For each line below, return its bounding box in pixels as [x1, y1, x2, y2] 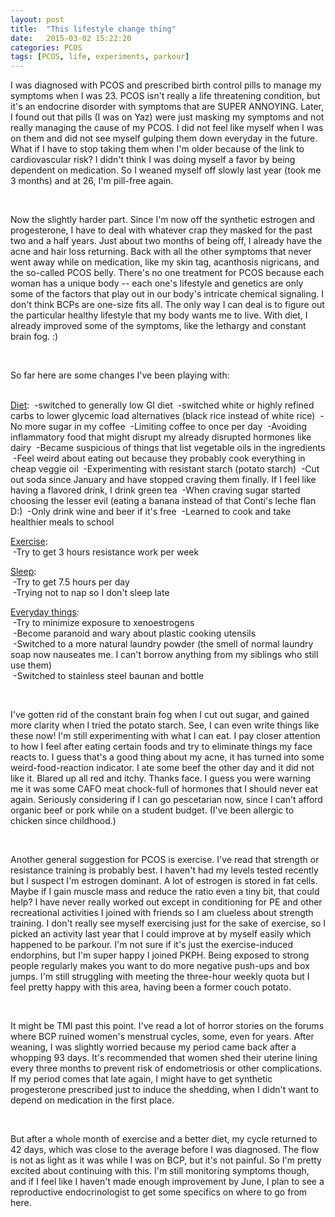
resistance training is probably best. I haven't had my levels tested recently [10, 864, 319, 876]
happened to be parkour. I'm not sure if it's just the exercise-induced [10, 939, 293, 951]
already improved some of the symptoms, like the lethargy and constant [10, 320, 307, 332]
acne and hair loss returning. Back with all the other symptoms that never [10, 246, 312, 258]
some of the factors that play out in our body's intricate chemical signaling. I [10, 288, 325, 300]
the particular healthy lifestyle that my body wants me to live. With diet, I [10, 309, 308, 321]
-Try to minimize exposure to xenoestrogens [12, 617, 195, 629]
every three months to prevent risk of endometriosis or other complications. [10, 1062, 323, 1075]
